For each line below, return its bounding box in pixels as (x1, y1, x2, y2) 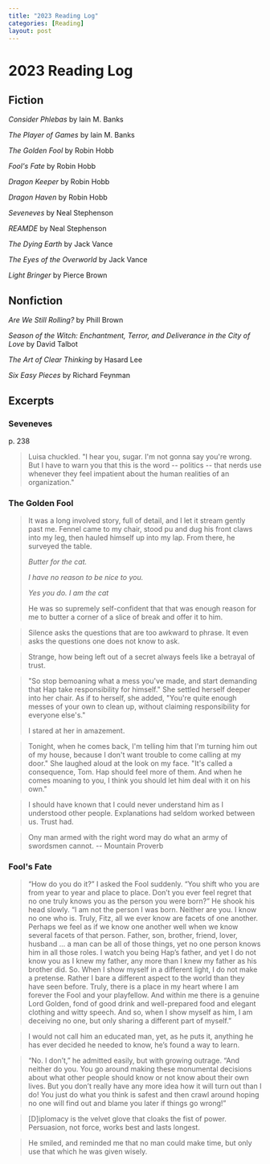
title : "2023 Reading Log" (8, 11, 99, 20)
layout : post (8, 27, 52, 35)
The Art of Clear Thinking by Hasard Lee (8, 355, 143, 364)
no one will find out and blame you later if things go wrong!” (27, 1099, 227, 1108)
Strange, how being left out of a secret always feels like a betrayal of (27, 652, 256, 662)
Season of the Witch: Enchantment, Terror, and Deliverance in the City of (8, 331, 251, 340)
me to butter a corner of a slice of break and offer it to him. (27, 612, 223, 622)
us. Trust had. (27, 817, 74, 827)
